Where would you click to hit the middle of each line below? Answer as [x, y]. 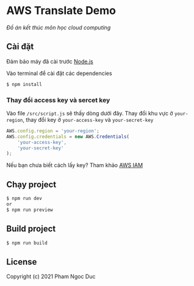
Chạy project [31, 184]
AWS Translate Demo [61, 11]
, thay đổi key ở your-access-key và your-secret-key [88, 120]
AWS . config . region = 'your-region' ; [53, 131]
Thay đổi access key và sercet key [58, 100]
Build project [31, 229]
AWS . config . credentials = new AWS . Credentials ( [68, 137]
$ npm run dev [24, 199]
